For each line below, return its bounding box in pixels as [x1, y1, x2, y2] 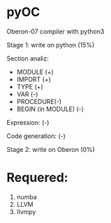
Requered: [6, 170, 68, 185]
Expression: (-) [6, 118, 50, 126]
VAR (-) [16, 90, 38, 98]
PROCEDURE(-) [16, 97, 62, 105]
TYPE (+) [16, 82, 43, 91]
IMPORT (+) [16, 75, 52, 84]
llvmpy [16, 207, 36, 216]
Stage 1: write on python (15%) [6, 40, 95, 49]
